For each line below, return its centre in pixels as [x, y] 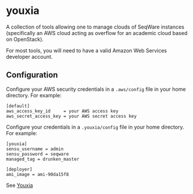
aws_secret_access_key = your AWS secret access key [71, 116]
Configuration [32, 75]
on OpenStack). [25, 39]
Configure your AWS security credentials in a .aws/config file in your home [96, 89]
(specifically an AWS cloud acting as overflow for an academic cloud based [97, 33]
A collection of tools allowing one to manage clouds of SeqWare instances [95, 27]
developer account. [29, 57]
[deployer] [19, 169]
